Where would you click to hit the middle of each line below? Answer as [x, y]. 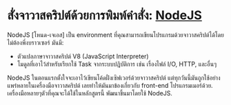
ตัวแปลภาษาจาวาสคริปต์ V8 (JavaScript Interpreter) [83, 56]
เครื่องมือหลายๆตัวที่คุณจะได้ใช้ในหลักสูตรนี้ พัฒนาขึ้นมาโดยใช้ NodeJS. [90, 93]
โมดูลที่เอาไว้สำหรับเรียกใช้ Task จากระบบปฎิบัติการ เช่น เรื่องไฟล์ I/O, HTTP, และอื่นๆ [117, 64]
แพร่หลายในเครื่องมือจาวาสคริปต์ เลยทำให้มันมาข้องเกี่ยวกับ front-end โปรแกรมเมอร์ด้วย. [110, 85]
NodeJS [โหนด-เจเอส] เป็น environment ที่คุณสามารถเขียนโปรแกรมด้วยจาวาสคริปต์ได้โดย [115, 34]
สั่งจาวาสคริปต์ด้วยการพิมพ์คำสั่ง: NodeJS [104, 15]
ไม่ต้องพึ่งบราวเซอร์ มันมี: [36, 43]
